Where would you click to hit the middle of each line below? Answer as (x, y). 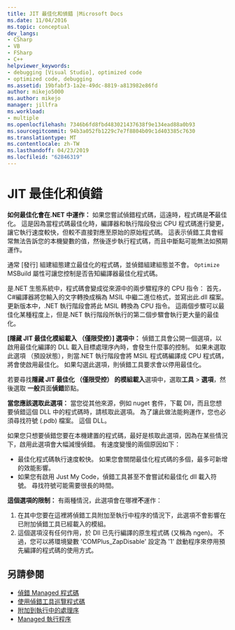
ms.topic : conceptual (39, 27)
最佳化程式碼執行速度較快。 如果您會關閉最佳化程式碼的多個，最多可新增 (122, 459)
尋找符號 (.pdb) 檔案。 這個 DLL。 (62, 420)
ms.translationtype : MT (42, 137)
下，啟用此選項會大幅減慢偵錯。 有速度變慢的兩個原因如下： (94, 444)
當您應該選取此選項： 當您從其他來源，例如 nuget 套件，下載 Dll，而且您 (112, 403)
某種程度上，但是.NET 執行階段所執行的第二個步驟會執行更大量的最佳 (119, 314)
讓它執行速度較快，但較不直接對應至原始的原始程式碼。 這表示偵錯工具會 (112, 232)
